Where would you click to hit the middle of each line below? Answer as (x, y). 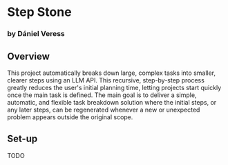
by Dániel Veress (36, 34)
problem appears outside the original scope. (70, 117)
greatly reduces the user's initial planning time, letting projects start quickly (114, 87)
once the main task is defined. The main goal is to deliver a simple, (102, 95)
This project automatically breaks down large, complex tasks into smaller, (112, 73)
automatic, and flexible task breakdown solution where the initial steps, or (112, 102)
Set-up (22, 139)
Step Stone (39, 12)
